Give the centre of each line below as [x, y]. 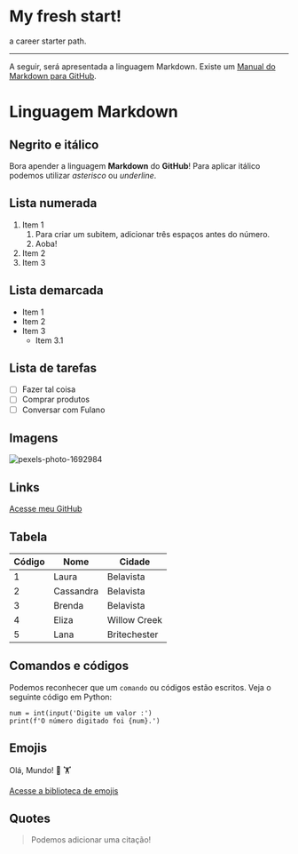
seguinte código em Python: [61, 697]
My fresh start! [66, 16]
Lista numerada [53, 203]
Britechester [133, 635]
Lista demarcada [56, 291]
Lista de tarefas [53, 367]
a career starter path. [48, 41]
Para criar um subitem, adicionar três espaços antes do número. [153, 234]
